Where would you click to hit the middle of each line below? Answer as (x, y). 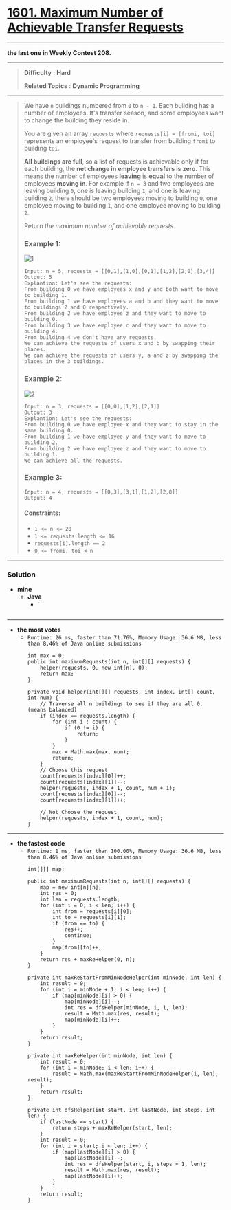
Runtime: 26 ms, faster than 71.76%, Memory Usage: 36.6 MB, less (124, 638)
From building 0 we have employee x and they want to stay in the (121, 424)
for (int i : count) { (85, 722)
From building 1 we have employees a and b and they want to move (121, 301)
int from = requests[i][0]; (92, 912)
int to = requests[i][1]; (89, 918)
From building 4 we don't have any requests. (90, 338)
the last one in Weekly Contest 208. (59, 52)
